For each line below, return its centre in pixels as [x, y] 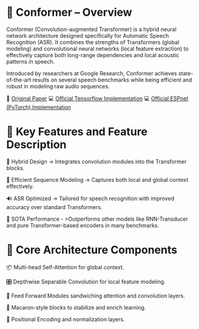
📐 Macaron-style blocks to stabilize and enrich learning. [76, 307]
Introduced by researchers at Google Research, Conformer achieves [92, 73]
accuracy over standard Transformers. [54, 207]
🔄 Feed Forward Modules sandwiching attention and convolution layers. [96, 296]
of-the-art [19, 80]
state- [186, 73]
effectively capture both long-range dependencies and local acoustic [93, 55]
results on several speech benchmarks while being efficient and [112, 80]
